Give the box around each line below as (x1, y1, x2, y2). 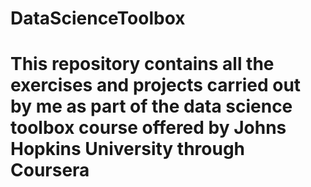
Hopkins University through (10, 138, 246, 161)
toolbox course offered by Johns (10, 117, 287, 139)
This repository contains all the (10, 53, 275, 76)
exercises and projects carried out (10, 74, 302, 97)
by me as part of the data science (10, 95, 293, 118)
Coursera (10, 159, 90, 182)
